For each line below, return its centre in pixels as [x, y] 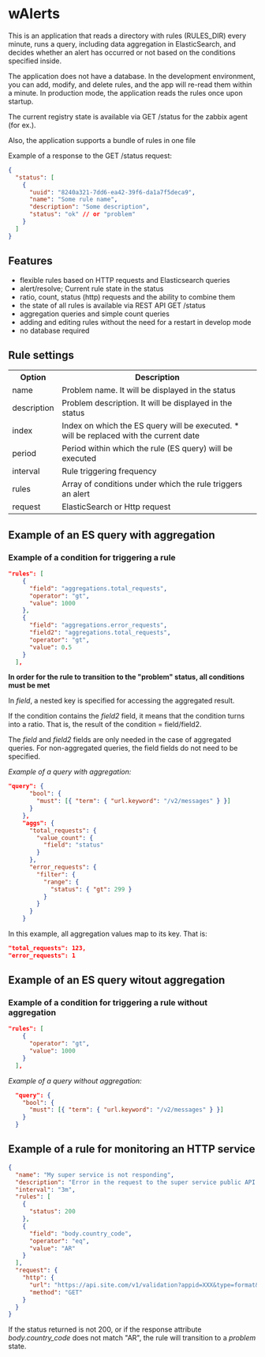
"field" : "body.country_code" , [80, 1234]
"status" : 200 [52, 1212]
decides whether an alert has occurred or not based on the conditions [122, 52]
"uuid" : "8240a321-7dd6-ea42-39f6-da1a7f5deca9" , [112, 192]
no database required [54, 330]
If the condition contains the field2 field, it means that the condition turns [127, 716]
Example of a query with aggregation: [70, 772]
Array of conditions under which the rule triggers [152, 484]
